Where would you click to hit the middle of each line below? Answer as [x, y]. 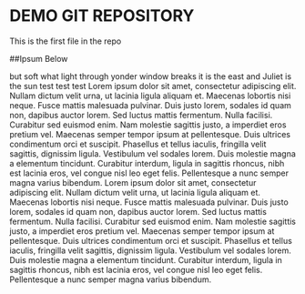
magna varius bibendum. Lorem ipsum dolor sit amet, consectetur [133, 182]
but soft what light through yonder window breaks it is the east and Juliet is [151, 76]
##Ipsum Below [39, 58]
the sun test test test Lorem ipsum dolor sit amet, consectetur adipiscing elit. [153, 86]
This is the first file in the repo [66, 41]
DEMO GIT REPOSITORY [102, 16]
